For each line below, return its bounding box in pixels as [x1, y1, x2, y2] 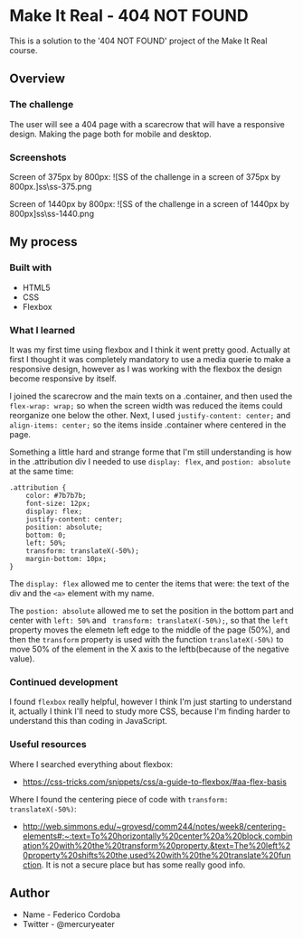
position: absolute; [25, 522, 103, 531]
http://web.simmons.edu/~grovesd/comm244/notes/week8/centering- [22, 821, 287, 831]
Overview [9, 71, 66, 87]
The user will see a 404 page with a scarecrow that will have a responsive [9, 118, 285, 129]
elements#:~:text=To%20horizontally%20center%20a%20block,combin [22, 830, 293, 841]
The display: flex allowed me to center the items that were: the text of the [9, 577, 290, 588]
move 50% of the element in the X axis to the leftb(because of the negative [9, 643, 289, 654]
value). [9, 652, 35, 664]
